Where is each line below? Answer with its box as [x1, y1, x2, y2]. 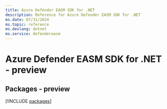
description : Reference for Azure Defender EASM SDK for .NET [5, 12, 141, 17]
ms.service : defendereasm [5, 31, 60, 36]
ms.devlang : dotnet [5, 27, 47, 32]
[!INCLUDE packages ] [5, 98, 52, 104]
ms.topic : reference [5, 21, 50, 27]
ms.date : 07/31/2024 [5, 17, 50, 22]
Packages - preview [5, 84, 70, 93]
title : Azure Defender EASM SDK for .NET [5, 7, 95, 13]
